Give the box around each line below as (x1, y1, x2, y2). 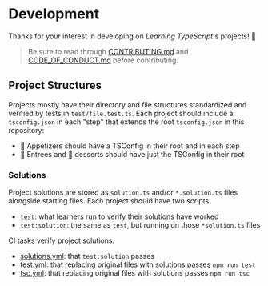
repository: (8, 125, 45, 135)
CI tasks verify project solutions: (8, 236, 114, 245)
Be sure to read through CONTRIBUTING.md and (27, 46, 189, 56)
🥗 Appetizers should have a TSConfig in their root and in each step (19, 141, 240, 151)
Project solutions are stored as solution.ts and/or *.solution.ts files (8, 187, 238, 197)
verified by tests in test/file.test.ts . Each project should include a (8, 108, 234, 118)
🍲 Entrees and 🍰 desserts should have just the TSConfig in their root (19, 149, 245, 159)
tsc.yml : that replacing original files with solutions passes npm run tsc (19, 268, 250, 278)
